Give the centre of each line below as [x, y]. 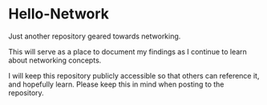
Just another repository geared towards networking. [95, 36]
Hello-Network [59, 14]
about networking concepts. [55, 60]
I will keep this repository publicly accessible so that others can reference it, [134, 75]
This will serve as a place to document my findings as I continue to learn [127, 51]
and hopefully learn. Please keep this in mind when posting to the [116, 84]
